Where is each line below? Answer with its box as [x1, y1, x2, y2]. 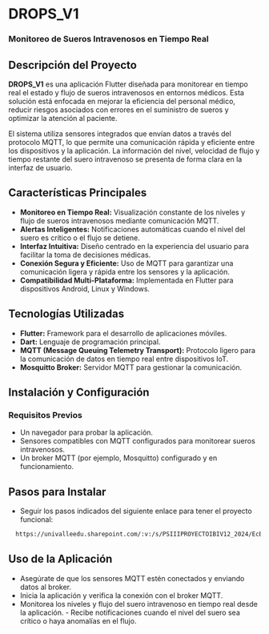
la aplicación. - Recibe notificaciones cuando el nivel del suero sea [19, 608, 240, 617]
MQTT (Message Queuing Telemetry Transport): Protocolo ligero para [19, 345, 256, 355]
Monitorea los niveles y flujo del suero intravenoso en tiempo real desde [19, 599, 258, 608]
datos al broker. [19, 582, 72, 592]
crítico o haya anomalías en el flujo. [19, 616, 137, 625]
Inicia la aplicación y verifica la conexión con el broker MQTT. [19, 590, 223, 600]
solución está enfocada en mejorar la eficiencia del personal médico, [8, 96, 236, 106]
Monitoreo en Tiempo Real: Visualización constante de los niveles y [19, 207, 246, 217]
